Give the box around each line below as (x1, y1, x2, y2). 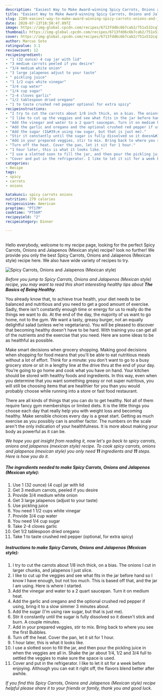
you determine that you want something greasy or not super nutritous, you (5, 378, 154, 383)
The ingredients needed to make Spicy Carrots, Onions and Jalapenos (5, 465, 150, 470)
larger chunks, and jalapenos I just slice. (12, 567, 93, 573)
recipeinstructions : (5, 106, 47, 112)
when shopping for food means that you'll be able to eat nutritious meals (5, 352, 150, 358)
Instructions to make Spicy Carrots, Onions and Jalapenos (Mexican (5, 545, 147, 551)
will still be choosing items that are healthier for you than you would (5, 383, 140, 389)
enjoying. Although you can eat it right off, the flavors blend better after (12, 665, 155, 671)
